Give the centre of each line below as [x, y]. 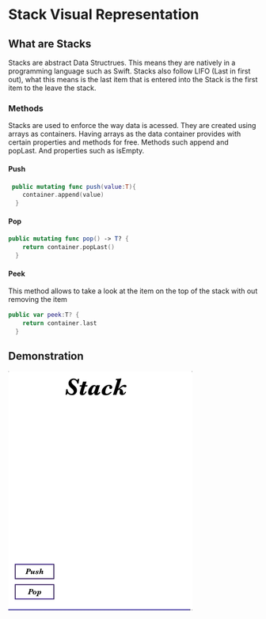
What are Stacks [50, 44]
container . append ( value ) [63, 195]
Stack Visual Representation [104, 15]
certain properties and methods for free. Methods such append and [119, 142]
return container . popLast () [68, 247]
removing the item [38, 300]
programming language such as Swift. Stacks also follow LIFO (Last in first [129, 71]
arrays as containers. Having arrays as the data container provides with [125, 134]
